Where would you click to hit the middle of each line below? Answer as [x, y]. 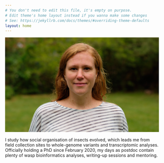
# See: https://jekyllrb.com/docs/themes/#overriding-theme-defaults [77, 20]
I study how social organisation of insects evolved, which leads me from [78, 140]
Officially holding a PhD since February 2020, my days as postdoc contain [80, 150]
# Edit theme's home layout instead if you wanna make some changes [76, 15]
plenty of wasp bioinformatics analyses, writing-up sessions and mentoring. [82, 155]
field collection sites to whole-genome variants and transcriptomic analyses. [82, 145]
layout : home [18, 26]
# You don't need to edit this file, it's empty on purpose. [69, 10]
